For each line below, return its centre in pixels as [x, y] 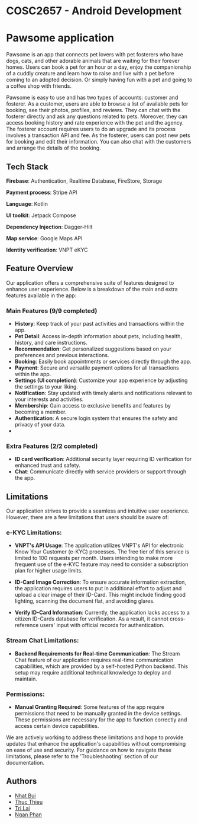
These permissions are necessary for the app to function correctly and [101, 720]
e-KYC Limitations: [34, 533]
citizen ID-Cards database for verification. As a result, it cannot [91, 619]
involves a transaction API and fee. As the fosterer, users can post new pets [98, 135]
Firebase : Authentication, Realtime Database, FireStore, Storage [84, 181]
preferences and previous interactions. [62, 355]
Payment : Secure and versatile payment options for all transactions [97, 368]
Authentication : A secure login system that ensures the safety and [96, 418]
